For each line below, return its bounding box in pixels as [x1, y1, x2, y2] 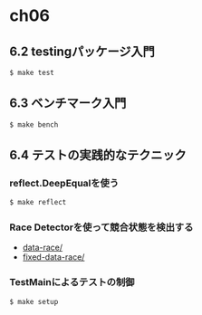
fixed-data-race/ [22, 252, 85, 262]
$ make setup [9, 297, 59, 306]
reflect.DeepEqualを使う [9, 177, 120, 189]
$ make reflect [9, 198, 67, 207]
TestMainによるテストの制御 [9, 276, 135, 289]
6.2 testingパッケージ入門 [9, 43, 156, 59]
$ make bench [9, 119, 59, 129]
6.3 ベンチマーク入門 [9, 96, 127, 111]
